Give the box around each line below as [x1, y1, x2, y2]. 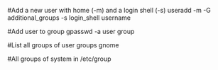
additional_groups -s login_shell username [7, 13, 131, 22]
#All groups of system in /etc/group [7, 54, 111, 63]
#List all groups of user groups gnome [7, 41, 119, 49]
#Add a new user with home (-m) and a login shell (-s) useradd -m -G [7, 6, 212, 14]
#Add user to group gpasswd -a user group [7, 28, 135, 35]
